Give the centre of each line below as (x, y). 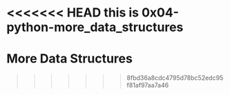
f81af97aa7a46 (148, 85)
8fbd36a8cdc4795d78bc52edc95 (175, 78)
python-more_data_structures (95, 27)
